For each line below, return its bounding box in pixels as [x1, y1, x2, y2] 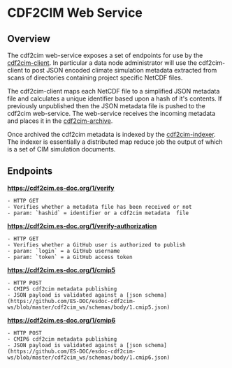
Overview [7, 33, 51, 45]
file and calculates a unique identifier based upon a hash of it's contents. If [7, 94, 222, 103]
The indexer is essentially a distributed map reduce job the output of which [7, 138, 223, 146]
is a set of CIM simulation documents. [7, 145, 116, 153]
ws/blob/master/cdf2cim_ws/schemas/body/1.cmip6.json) [7, 354, 171, 361]
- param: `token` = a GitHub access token [7, 253, 133, 260]
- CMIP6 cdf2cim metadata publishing [7, 335, 117, 343]
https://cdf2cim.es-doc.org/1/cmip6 [7, 316, 116, 324]
